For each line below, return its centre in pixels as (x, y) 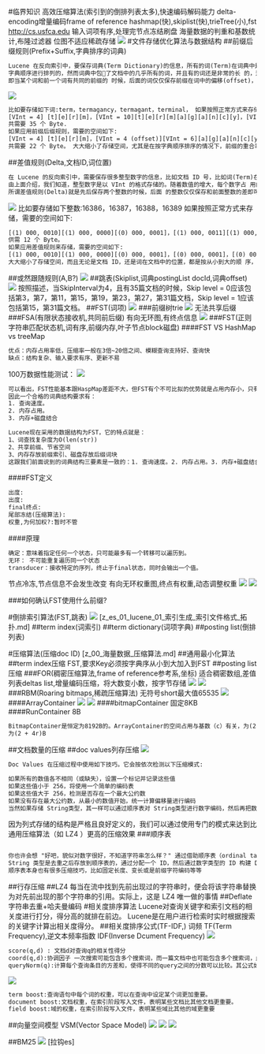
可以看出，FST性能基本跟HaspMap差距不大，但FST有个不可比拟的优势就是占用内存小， (128, 389)
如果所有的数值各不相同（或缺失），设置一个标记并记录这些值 (92, 779)
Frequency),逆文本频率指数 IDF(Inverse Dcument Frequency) (107, 936)
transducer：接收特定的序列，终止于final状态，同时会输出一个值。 (105, 568)
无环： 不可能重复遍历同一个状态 (54, 561)
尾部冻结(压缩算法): (37, 515)
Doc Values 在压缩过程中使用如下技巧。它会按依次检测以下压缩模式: (106, 765)
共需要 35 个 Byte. (38, 125)
